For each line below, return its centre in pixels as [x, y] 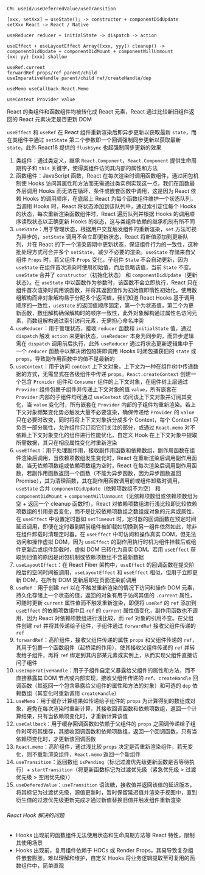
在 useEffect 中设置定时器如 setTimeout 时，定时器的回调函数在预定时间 [106, 519]
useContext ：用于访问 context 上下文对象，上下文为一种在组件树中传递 [104, 366]
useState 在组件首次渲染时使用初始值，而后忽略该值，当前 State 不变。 [105, 267]
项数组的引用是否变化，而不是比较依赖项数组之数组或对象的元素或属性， [106, 511]
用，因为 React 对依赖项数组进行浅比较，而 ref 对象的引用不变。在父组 [105, 618]
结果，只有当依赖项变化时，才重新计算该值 [75, 716]
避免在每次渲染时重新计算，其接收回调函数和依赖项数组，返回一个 [109, 708]
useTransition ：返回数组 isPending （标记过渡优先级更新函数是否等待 [102, 762]
